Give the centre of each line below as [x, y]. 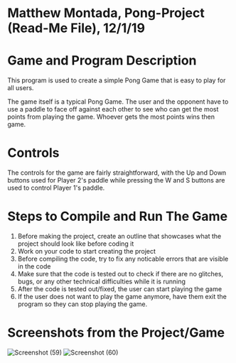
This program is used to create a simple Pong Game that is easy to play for [117, 80]
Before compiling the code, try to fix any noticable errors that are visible [123, 259]
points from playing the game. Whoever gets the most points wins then [111, 117]
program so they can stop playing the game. [82, 304]
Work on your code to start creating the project [87, 251]
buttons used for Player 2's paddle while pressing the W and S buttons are [116, 180]
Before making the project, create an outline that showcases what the [119, 236]
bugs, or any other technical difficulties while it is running [102, 281]
